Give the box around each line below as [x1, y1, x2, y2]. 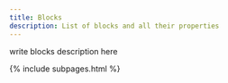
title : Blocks [9, 12, 63, 22]
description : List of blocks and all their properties [9, 21, 220, 30]
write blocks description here [9, 46, 118, 56]
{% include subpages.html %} [9, 63, 121, 74]
